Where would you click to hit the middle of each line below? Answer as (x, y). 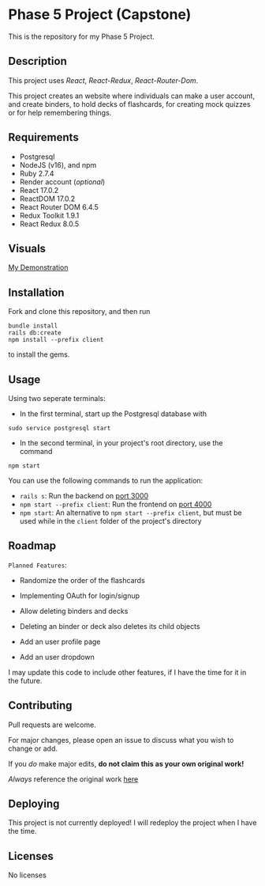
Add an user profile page (60, 642)
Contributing (40, 706)
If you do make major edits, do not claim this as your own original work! (126, 763)
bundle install (33, 326)
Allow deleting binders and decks (74, 611)
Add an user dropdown (57, 657)
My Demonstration (38, 267)
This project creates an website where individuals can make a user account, (131, 96)
